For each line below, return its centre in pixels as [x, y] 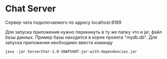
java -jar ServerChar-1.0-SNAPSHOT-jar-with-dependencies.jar [71, 52]
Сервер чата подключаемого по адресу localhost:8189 [63, 22]
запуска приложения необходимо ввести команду [59, 42]
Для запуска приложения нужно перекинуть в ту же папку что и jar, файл [83, 32]
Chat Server [31, 9]
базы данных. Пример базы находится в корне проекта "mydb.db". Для [81, 37]
